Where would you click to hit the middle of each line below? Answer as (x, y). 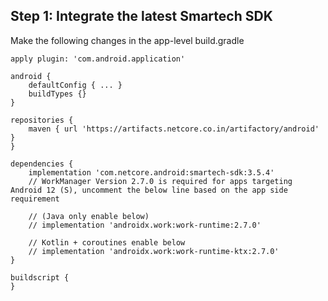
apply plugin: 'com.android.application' (98, 59)
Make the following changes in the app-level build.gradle (127, 40)
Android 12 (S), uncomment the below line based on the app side (149, 190)
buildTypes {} (57, 94)
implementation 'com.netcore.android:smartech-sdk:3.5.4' (151, 172)
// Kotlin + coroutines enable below (107, 242)
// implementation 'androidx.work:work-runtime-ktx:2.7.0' (154, 251)
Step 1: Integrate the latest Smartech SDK (141, 16)
